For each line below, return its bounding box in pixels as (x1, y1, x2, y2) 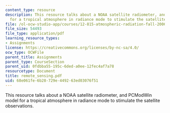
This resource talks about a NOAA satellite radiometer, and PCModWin (5, 92, 152, 98)
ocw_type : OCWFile (5, 50, 44, 55)
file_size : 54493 (5, 26, 42, 31)
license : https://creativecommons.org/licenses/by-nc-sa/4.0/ (5, 45, 139, 50)
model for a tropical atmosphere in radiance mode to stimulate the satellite (5, 97, 160, 103)
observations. (5, 102, 34, 109)
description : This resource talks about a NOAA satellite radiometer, (5, 12, 157, 17)
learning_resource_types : (5, 36, 60, 41)
